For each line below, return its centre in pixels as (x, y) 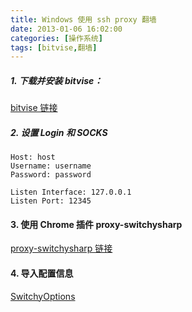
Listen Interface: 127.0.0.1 (71, 192)
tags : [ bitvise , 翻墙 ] (54, 47)
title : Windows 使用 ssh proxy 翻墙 (83, 19)
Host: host (33, 157)
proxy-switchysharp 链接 (61, 248)
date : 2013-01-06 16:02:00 (66, 29)
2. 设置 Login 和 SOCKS (59, 132)
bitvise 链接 (34, 108)
